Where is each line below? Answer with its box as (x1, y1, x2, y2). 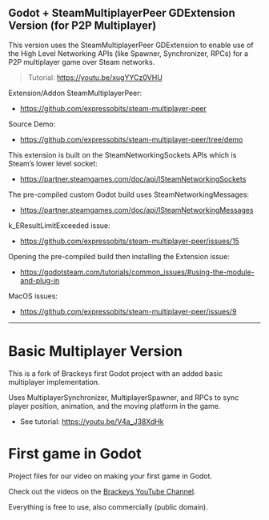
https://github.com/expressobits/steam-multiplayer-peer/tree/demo (19, 134, 243, 144)
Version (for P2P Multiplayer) (8, 19, 157, 33)
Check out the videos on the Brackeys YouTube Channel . (8, 486, 196, 496)
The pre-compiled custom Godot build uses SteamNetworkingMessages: (8, 190, 250, 199)
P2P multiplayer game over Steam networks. (8, 57, 155, 66)
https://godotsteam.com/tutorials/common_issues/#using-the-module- (19, 267, 255, 277)
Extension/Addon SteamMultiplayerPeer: (8, 88, 143, 98)
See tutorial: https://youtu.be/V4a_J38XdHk (19, 416, 164, 426)
